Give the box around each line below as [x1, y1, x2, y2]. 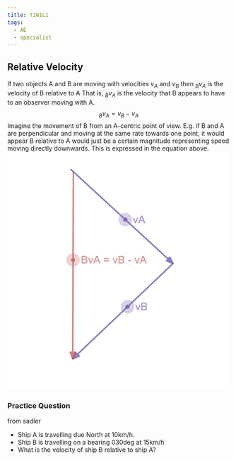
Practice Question [7, 400, 71, 410]
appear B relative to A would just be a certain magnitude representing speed [7, 136, 230, 145]
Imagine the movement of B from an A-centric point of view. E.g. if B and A [7, 122, 225, 130]
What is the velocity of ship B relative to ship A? [17, 445, 157, 454]
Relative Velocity [7, 61, 83, 73]
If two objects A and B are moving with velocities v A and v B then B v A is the [7, 80, 224, 90]
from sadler [7, 417, 41, 426]
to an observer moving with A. [7, 98, 95, 106]
